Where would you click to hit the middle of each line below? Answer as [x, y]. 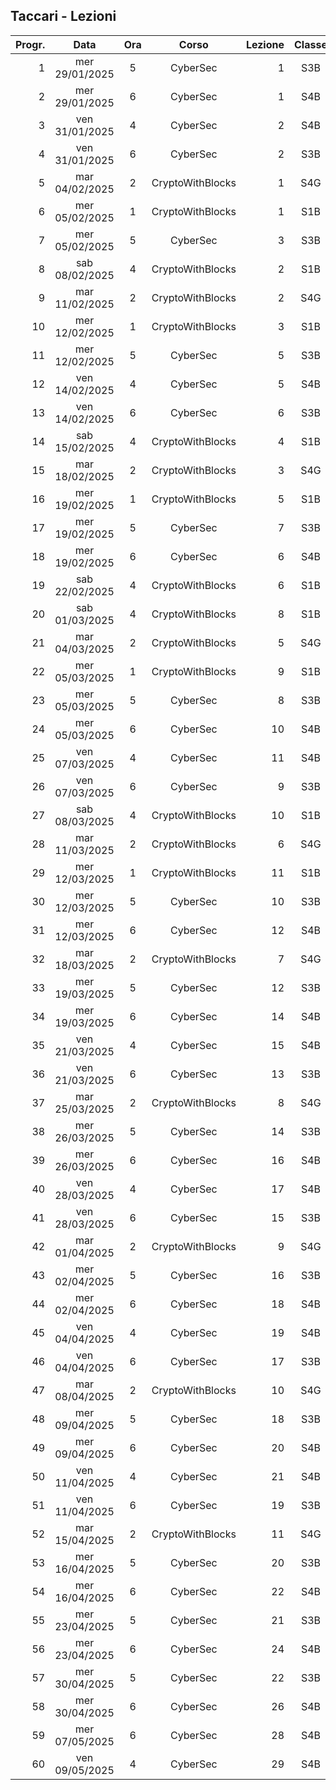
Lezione [265, 44]
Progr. [30, 44]
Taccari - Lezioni [63, 16]
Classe [311, 44]
